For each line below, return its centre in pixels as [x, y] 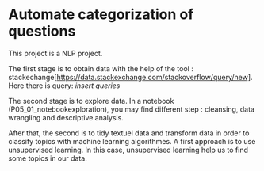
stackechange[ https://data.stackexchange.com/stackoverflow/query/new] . [130, 77]
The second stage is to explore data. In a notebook [91, 101]
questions [42, 31]
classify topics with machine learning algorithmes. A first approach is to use [132, 141]
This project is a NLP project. [55, 53]
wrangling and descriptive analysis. [66, 117]
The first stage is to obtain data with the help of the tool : [101, 68]
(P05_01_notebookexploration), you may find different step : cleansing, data [132, 109]
